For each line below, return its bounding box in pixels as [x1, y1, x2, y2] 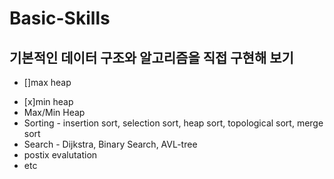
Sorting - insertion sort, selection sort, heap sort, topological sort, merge [23, 117, 324, 129]
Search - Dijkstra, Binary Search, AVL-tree [23, 138, 198, 150]
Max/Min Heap [23, 107, 86, 118]
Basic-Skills [9, 7, 111, 30]
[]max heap [23, 77, 72, 88]
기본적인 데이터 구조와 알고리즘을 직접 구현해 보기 [9, 49, 294, 66]
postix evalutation [23, 149, 98, 161]
